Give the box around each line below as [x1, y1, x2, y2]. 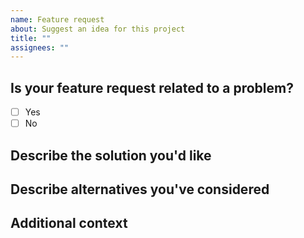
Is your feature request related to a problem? [10, 79, 294, 96]
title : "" [10, 33, 52, 43]
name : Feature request [10, 14, 105, 25]
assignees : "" [10, 42, 70, 53]
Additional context [10, 215, 128, 232]
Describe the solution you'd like [10, 147, 212, 164]
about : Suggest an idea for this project [10, 24, 186, 34]
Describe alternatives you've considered [10, 181, 270, 198]
